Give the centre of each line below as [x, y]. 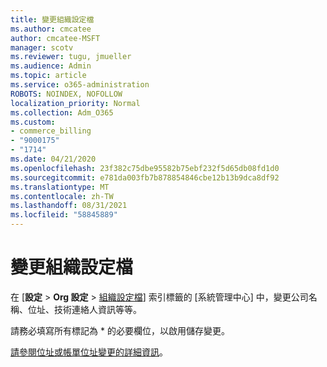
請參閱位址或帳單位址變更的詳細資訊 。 [89, 352]
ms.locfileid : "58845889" [64, 215]
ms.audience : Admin [51, 66]
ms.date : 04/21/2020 [53, 159]
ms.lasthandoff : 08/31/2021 [69, 206]
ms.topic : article [48, 76]
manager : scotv [42, 47]
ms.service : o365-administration [80, 85]
